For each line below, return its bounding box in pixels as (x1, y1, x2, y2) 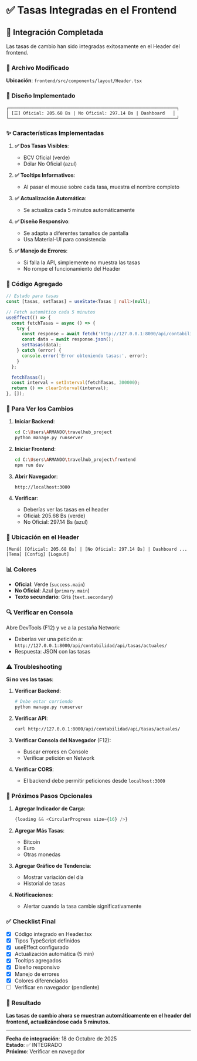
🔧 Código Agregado (6, 279, 63, 288)
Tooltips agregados (14, 957, 62, 964)
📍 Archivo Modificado (6, 63, 69, 72)
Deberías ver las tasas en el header (23, 506, 109, 513)
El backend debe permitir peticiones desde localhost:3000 (23, 777, 165, 784)
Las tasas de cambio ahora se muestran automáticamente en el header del (6, 1012, 191, 1019)
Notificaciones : (14, 891, 53, 898)
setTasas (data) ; (21, 342, 62, 348)
